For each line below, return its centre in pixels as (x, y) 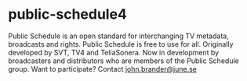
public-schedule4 (68, 14)
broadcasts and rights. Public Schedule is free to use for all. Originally (121, 44)
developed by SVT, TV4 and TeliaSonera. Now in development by (114, 52)
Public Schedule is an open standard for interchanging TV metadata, (118, 36)
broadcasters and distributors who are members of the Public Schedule (123, 61)
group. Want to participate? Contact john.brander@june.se (103, 69)
